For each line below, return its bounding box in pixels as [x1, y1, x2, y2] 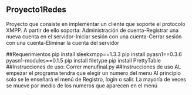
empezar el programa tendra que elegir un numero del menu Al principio [6, 69, 181, 76]
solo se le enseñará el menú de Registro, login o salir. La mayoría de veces [6, 76, 186, 83]
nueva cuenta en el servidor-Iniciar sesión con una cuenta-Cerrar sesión [6, 32, 182, 40]
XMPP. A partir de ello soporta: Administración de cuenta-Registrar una [6, 27, 179, 34]
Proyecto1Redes [6, 5, 66, 15]
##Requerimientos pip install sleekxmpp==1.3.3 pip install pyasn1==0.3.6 [6, 50, 182, 58]
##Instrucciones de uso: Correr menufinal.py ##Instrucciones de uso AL [6, 63, 181, 70]
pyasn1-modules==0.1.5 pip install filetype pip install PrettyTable [6, 57, 161, 64]
